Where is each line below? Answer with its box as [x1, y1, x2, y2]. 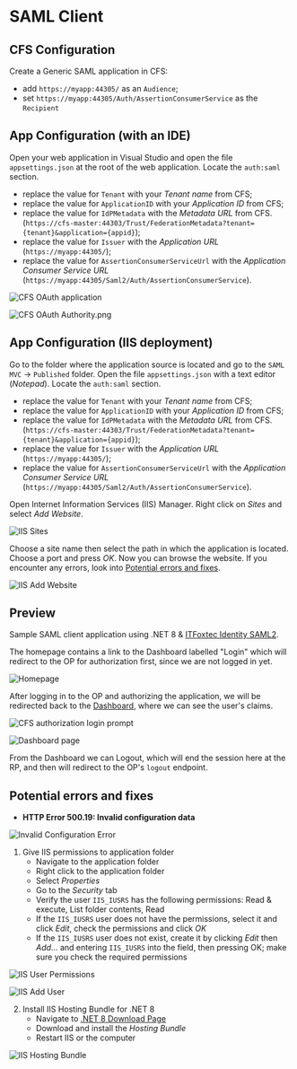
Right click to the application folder [35, 866, 165, 877]
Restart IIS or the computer [35, 1032, 136, 1043]
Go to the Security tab [35, 885, 118, 896]
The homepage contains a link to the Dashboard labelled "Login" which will [9, 646, 287, 657]
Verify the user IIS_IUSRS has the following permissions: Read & [35, 895, 272, 906]
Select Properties [35, 875, 100, 886]
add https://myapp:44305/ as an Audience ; [22, 83, 179, 93]
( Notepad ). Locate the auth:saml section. [9, 378, 162, 389]
